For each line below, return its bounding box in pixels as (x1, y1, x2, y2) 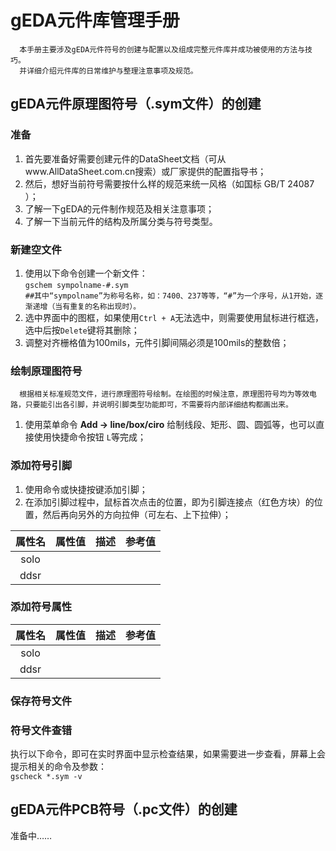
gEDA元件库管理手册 (10, 9, 180, 32)
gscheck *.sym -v (10, 772, 83, 782)
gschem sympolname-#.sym (24, 280, 129, 290)
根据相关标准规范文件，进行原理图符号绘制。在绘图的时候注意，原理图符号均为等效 (19, 389, 310, 400)
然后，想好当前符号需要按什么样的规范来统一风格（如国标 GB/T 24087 (24, 177, 315, 190)
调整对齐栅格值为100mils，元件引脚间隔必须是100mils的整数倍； (24, 336, 290, 348)
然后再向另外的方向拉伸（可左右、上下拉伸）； (42, 508, 232, 520)
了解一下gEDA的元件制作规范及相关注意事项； (24, 202, 215, 215)
